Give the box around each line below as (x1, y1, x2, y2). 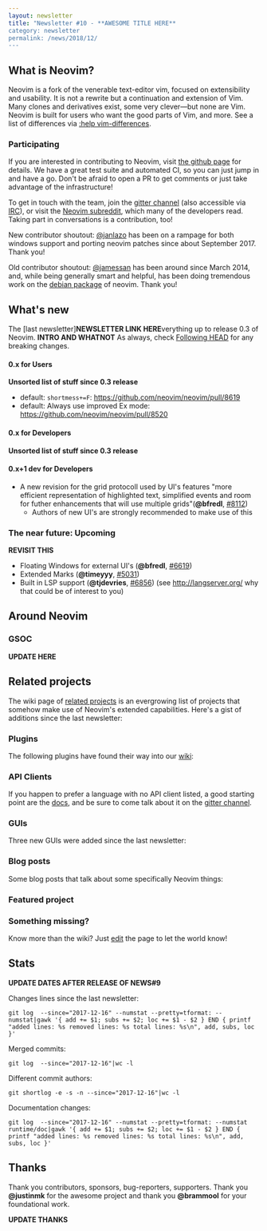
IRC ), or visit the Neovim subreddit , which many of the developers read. (8, 206, 243, 216)
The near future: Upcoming (8, 527, 116, 538)
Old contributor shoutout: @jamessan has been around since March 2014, (8, 263, 251, 273)
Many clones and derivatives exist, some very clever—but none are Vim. (8, 102, 245, 112)
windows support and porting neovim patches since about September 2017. (8, 239, 257, 249)
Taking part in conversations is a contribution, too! (8, 215, 173, 225)
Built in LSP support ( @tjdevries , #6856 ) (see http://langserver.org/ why (19, 578, 259, 588)
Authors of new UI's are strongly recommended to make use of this (31, 507, 253, 516)
